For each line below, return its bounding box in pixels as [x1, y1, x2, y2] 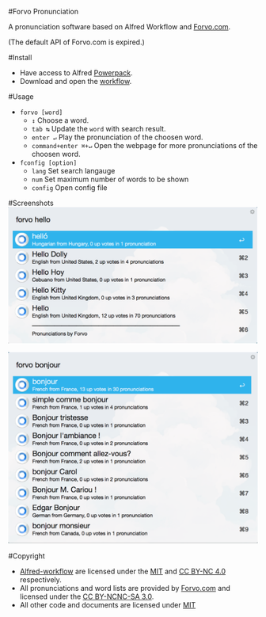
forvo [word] [19, 109, 63, 116]
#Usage [8, 92, 34, 101]
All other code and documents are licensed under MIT [19, 600, 196, 609]
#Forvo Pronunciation [8, 7, 79, 16]
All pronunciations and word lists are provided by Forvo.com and [19, 583, 231, 592]
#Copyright [8, 550, 45, 561]
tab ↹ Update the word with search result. [31, 124, 166, 133]
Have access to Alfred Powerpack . [19, 68, 133, 78]
